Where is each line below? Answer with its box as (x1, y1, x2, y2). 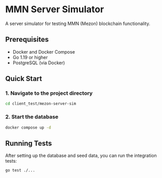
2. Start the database (5, 113, 59, 120)
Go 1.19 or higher (12, 54, 48, 60)
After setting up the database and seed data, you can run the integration (5, 152, 157, 159)
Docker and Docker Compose (12, 48, 75, 55)
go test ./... (5, 168, 36, 173)
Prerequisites (5, 35, 49, 44)
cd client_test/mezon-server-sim (5, 101, 76, 107)
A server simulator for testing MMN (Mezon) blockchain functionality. (5, 20, 150, 27)
